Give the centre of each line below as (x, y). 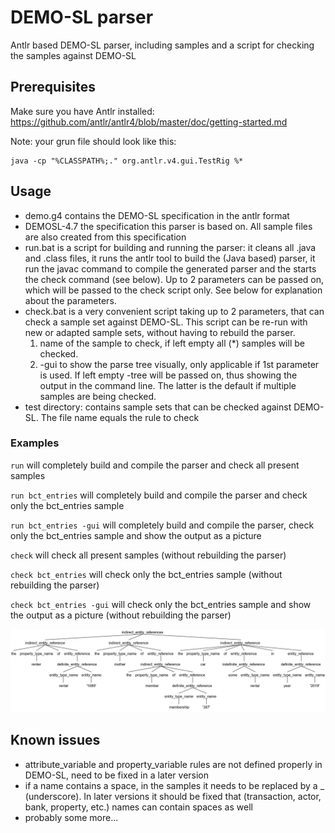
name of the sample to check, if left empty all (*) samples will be (172, 343)
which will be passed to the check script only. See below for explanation (173, 290)
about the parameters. (70, 300)
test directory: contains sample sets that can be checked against (158, 407)
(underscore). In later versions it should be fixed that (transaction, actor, (173, 796)
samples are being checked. (98, 396)
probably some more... (71, 817)
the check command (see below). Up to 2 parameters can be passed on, (174, 279)
